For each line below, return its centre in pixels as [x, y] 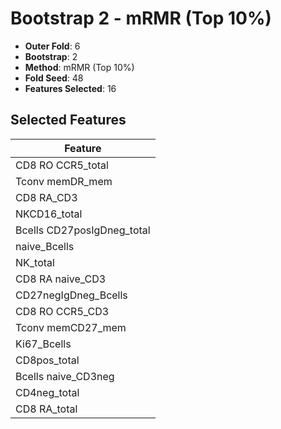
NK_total [35, 262]
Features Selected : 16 [70, 88]
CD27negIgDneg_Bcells [71, 295]
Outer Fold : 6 [52, 46]
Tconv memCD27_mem [71, 327]
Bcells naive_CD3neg [65, 376]
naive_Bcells [45, 246]
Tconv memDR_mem [64, 181]
